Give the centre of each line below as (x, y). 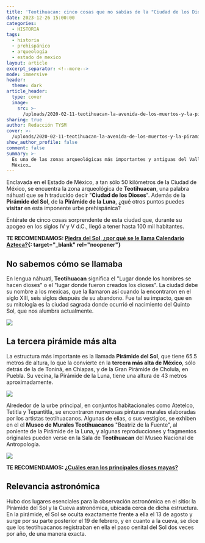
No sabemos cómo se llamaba (65, 264)
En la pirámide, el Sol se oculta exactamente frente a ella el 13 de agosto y (99, 514)
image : (20, 102)
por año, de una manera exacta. (46, 533)
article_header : (27, 91)
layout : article (27, 63)
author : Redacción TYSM (37, 126)
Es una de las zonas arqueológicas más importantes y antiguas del (99, 159)
